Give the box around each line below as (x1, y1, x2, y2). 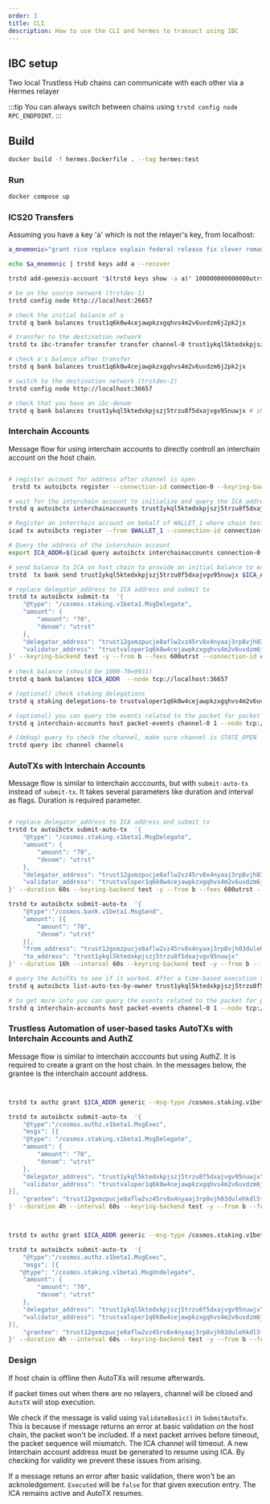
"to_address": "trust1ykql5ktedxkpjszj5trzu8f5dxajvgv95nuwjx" (22, 952, 239, 961)
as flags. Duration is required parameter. (8, 795, 142, 805)
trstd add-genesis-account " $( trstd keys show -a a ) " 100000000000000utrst (8, 275, 268, 283)
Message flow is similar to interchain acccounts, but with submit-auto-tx (8, 779, 249, 788)
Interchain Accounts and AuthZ (8, 1033, 134, 1044)
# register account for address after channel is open (8, 475, 196, 483)
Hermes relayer (8, 86, 60, 97)
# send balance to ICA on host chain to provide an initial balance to (8, 563, 253, 572)
